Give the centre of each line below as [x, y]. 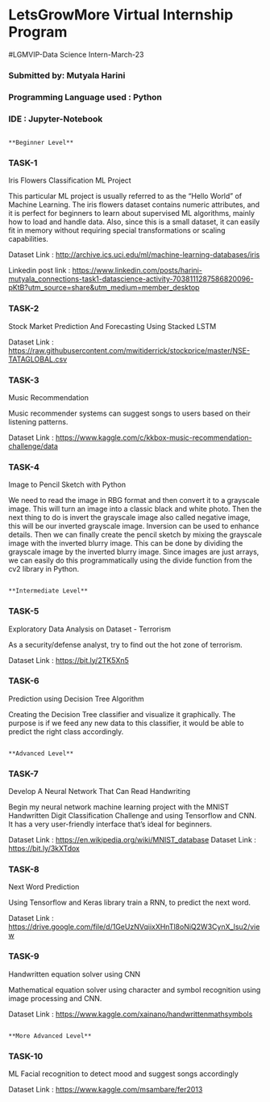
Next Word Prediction [44, 887]
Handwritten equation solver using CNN [75, 974]
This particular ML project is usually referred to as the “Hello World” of [125, 196]
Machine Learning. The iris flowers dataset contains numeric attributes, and [134, 205]
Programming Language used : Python [85, 97]
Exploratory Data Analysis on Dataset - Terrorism [90, 629]
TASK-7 [23, 774]
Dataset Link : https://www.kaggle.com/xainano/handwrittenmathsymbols [131, 1014]
